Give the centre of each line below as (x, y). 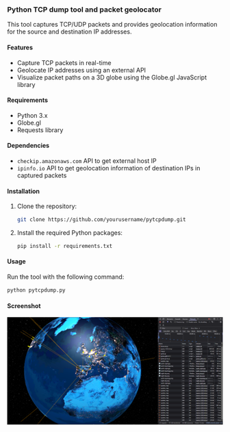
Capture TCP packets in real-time (64, 62)
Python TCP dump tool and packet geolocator (85, 10)
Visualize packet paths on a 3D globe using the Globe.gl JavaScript (112, 77)
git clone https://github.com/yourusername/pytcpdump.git (101, 220)
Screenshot (24, 305)
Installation (23, 191)
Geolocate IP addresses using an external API (81, 70)
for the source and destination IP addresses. (69, 31)
